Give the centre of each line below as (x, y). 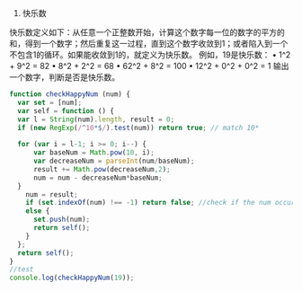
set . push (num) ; (62, 220)
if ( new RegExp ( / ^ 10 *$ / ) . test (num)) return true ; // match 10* (138, 128)
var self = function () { (66, 110)
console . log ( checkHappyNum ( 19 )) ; (72, 278)
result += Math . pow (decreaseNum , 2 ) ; (102, 169)
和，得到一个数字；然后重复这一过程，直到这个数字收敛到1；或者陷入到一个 (149, 44)
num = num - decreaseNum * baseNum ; (98, 178)
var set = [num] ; (50, 102)
